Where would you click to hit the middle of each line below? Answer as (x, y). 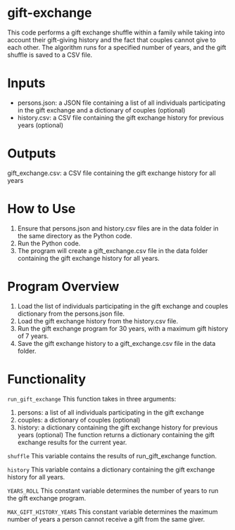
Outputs (32, 154)
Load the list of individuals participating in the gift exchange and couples (123, 306)
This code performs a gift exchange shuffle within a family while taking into (116, 32)
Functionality (47, 379)
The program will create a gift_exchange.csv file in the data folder (113, 250)
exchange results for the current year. (72, 442)
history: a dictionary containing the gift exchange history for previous (118, 427)
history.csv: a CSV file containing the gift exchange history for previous (121, 117)
